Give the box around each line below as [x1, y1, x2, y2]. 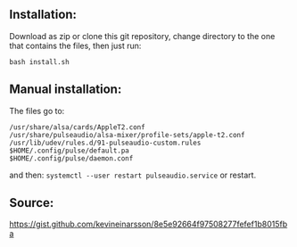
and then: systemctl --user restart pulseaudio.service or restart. [9, 169, 257, 180]
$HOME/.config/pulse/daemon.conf [9, 153, 134, 163]
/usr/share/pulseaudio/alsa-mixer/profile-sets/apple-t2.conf [9, 130, 245, 139]
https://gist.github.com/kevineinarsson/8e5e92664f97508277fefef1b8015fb [9, 218, 288, 230]
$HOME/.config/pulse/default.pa [9, 146, 129, 155]
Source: [9, 195, 54, 210]
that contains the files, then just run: [9, 40, 142, 51]
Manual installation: [9, 82, 122, 97]
